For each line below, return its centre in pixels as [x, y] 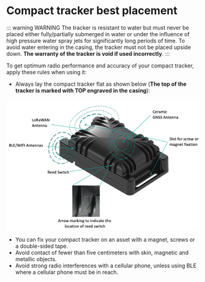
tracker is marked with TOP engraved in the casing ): [83, 90]
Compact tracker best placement [92, 11]
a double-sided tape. [42, 246]
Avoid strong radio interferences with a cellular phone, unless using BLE [106, 266]
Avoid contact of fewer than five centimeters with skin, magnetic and [102, 253]
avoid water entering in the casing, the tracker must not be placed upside [99, 47]
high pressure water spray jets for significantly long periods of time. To [96, 40]
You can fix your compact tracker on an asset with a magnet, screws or [105, 240]
